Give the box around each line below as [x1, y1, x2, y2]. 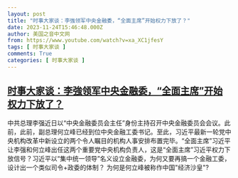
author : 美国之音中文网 [7, 30, 70, 38]
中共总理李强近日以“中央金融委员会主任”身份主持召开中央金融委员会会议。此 [7, 118, 231, 127]
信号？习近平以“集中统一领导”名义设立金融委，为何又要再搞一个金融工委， [13, 154, 231, 162]
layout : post [7, 10, 46, 18]
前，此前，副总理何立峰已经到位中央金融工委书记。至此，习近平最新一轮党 [7, 127, 225, 136]
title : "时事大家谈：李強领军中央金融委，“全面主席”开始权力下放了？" [7, 17, 190, 24]
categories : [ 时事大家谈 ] [7, 57, 85, 64]
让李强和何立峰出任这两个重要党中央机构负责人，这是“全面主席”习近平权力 [7, 145, 225, 154]
